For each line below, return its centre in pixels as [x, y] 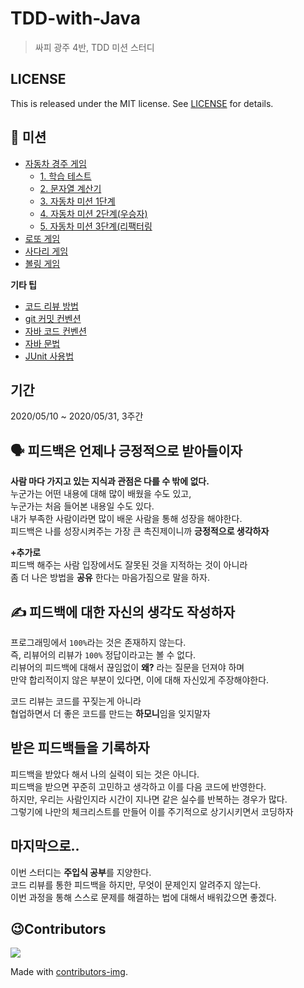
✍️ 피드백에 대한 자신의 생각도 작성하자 [123, 612]
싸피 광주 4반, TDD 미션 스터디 [94, 47]
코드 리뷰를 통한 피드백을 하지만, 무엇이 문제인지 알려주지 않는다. [136, 884]
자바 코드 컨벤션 [55, 331]
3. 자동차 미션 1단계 [77, 201]
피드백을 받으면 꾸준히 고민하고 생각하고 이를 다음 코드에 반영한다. [138, 786]
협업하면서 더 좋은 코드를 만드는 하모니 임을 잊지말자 [110, 713]
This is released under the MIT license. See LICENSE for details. [142, 103]
